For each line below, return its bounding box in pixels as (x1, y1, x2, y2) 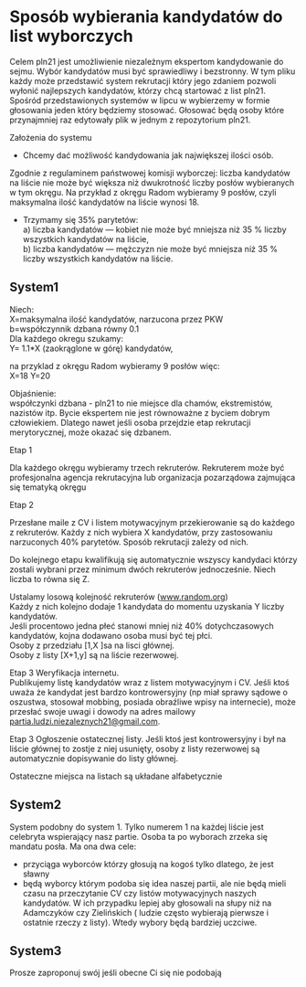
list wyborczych (9, 26, 134, 47)
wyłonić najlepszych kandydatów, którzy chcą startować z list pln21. (9, 85, 267, 96)
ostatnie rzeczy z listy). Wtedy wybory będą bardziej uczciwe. (22, 917, 258, 928)
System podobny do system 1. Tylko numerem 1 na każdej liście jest (9, 821, 265, 833)
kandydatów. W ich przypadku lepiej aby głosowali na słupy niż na (22, 897, 272, 908)
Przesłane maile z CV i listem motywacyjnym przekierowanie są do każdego (9, 516, 295, 527)
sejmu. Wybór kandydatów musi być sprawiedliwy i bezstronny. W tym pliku (9, 66, 296, 77)
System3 (9, 943, 62, 959)
